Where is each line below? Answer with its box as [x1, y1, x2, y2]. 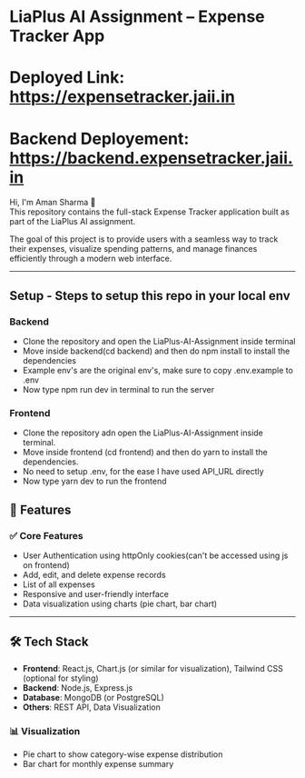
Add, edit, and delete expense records [22, 569, 166, 580]
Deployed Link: [9, 67, 125, 88]
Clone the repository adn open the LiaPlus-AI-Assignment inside [22, 427, 263, 438]
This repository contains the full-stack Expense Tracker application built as [9, 206, 290, 217]
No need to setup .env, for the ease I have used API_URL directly [22, 466, 265, 477]
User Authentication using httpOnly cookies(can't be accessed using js [22, 550, 289, 561]
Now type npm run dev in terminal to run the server [22, 384, 215, 394]
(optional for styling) [22, 673, 99, 683]
